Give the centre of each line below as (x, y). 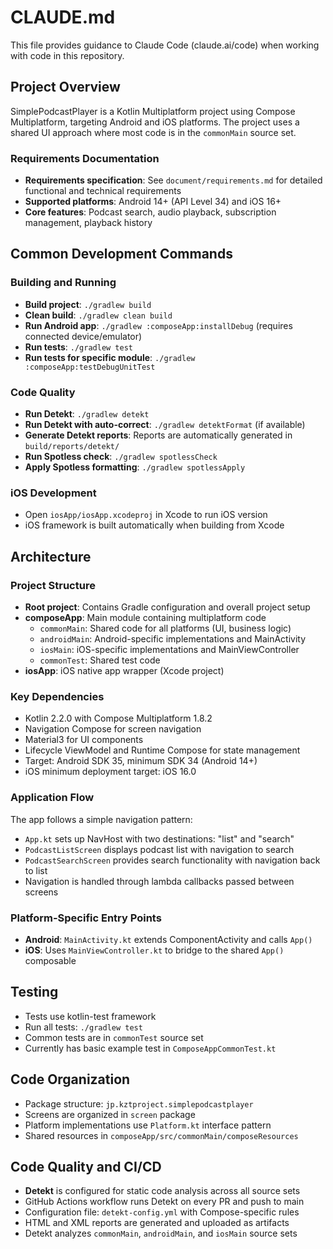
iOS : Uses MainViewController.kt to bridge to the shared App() (154, 950)
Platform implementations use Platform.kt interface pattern (148, 1125)
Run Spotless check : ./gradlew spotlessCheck (121, 457)
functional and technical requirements (103, 191)
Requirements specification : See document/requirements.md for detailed (173, 180)
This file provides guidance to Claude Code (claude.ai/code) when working (165, 45)
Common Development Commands (121, 254)
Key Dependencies (57, 696)
